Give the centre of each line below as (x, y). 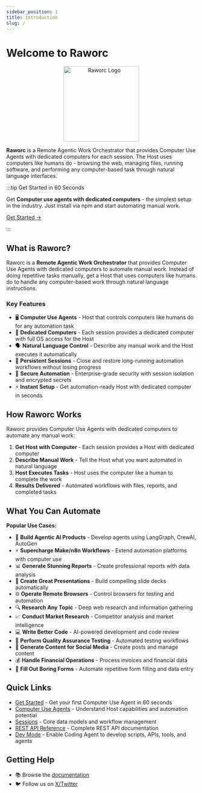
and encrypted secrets (43, 380)
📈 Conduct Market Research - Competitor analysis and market (94, 617)
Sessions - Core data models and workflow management (86, 721)
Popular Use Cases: (31, 526)
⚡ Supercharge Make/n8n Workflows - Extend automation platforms (101, 550)
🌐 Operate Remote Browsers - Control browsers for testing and (94, 594)
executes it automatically (46, 354)
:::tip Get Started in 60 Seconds (45, 188)
